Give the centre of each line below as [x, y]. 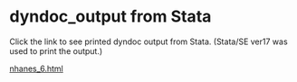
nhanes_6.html [36, 68]
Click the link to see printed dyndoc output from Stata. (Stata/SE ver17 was [148, 41]
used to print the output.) [56, 50]
